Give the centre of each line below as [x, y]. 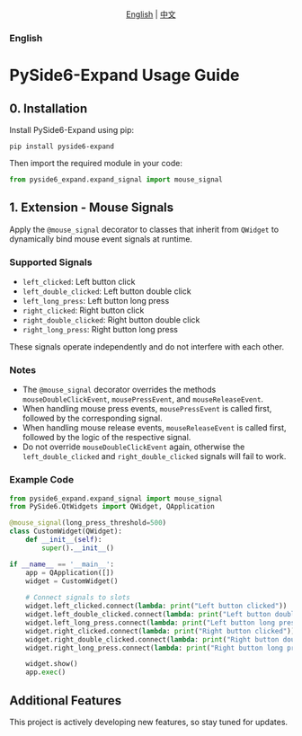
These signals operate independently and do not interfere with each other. [147, 346]
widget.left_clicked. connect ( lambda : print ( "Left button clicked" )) [156, 606]
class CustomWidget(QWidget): [66, 532]
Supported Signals [51, 262]
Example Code [42, 480]
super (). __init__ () [78, 548]
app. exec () [46, 672]
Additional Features [66, 701]
